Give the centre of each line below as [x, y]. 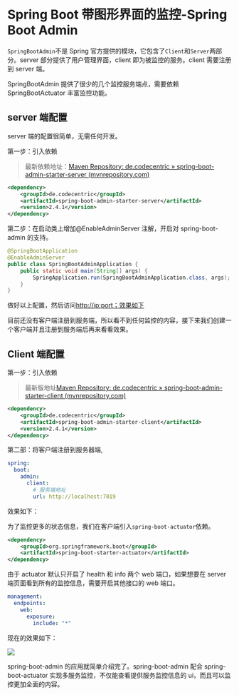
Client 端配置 [36, 354]
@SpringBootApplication [43, 251]
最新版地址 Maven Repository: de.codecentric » [94, 388]
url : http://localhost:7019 [74, 497]
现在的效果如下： [32, 638]
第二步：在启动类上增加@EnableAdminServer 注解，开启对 [93, 228]
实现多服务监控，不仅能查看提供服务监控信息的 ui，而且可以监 [140, 675]
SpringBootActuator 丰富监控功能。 [59, 93]
